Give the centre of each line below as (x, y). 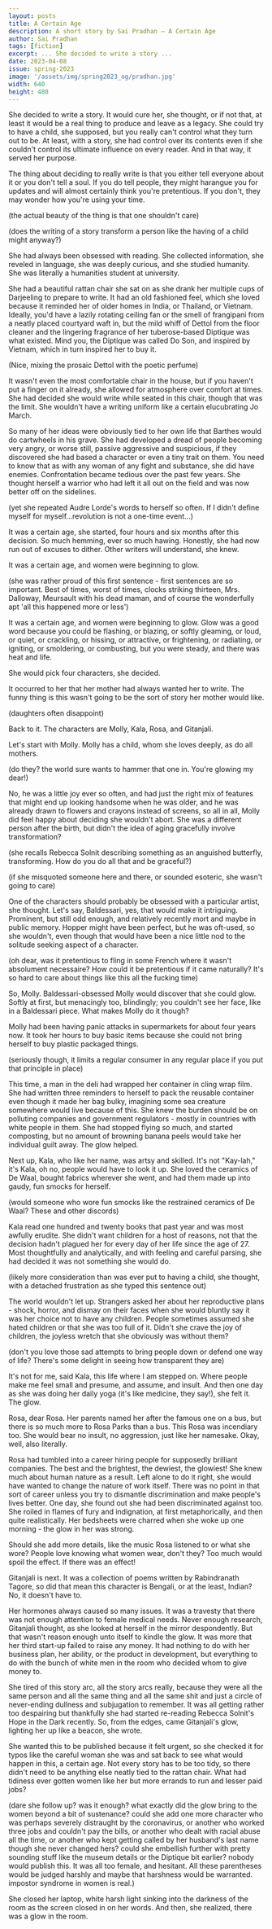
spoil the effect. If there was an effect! (72, 1562)
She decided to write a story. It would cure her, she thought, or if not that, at (135, 115)
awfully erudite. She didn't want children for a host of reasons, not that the (133, 1235)
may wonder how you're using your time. (77, 199)
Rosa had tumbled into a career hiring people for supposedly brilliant (123, 1460)
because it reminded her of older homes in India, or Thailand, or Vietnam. (131, 306)
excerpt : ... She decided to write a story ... (91, 54)
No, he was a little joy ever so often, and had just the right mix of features (131, 794)
